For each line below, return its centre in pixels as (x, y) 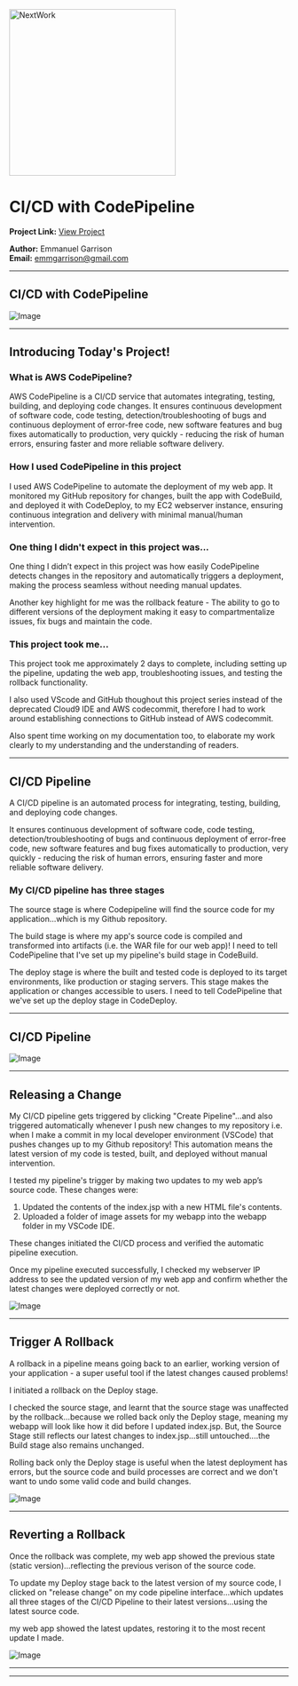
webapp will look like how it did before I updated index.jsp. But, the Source (145, 1426)
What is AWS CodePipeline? (71, 378)
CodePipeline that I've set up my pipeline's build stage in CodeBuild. (134, 955)
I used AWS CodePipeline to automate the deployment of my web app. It (141, 486)
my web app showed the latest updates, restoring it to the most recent (137, 1628)
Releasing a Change (66, 1095)
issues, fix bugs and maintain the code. (81, 622)
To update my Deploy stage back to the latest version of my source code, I (145, 1583)
